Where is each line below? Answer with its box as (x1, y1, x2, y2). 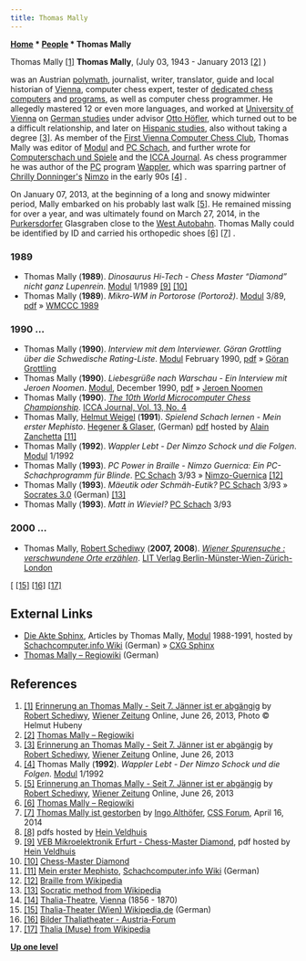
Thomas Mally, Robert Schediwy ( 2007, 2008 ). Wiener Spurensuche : (23, 543, 286, 554)
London (23, 562, 53, 573)
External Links (10, 606, 94, 621)
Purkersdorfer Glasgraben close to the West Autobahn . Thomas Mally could (10, 217, 295, 228)
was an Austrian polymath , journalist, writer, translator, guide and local (10, 74, 274, 85)
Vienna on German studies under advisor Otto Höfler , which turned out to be (10, 112, 297, 123)
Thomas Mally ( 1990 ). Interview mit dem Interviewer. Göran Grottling (23, 343, 281, 354)
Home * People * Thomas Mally (10, 38, 131, 49)
